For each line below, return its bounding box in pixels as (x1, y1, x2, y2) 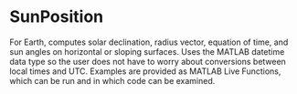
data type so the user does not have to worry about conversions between (9, 56, 286, 67)
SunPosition (9, 6, 103, 27)
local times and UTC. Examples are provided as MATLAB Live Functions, (9, 66, 281, 77)
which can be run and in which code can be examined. (9, 75, 216, 86)
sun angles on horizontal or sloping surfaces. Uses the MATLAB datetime (9, 46, 285, 57)
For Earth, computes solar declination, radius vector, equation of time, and (9, 37, 289, 47)
